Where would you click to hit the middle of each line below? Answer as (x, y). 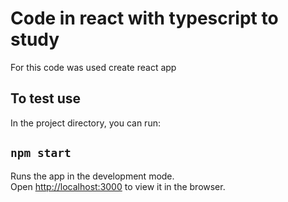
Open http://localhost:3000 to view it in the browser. (118, 186)
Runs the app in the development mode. (92, 176)
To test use (45, 98)
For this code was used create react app (93, 67)
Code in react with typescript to (144, 18)
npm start (41, 153)
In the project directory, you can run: (85, 123)
